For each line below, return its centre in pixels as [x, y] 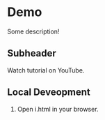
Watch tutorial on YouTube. [46, 70]
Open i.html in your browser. [58, 109]
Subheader [32, 53]
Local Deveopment [49, 92]
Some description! [33, 31]
